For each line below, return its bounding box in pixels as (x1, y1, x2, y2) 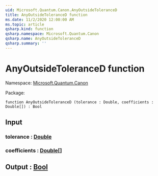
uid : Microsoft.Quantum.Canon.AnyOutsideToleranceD (5, 7, 117, 13)
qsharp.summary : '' (5, 41, 47, 46)
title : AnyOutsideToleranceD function (5, 12, 88, 17)
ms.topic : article (5, 21, 44, 27)
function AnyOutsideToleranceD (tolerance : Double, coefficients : (5, 99, 154, 105)
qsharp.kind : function (5, 27, 54, 32)
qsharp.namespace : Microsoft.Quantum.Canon (5, 31, 99, 36)
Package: (5, 90, 25, 96)
